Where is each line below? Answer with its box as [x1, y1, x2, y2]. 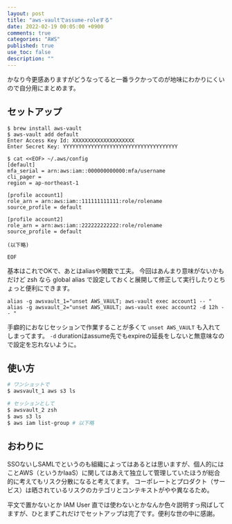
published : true [7, 42, 54, 49]
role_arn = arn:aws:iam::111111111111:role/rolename [7, 198, 163, 204]
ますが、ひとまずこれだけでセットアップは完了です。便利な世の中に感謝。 [7, 509, 219, 518]
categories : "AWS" [7, 36, 60, 43]
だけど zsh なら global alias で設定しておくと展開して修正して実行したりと [7, 275, 220, 283]
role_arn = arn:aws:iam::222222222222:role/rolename [7, 222, 163, 229]
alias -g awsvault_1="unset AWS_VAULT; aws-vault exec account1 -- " [7, 297, 213, 305]
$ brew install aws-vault [7, 125, 82, 132]
